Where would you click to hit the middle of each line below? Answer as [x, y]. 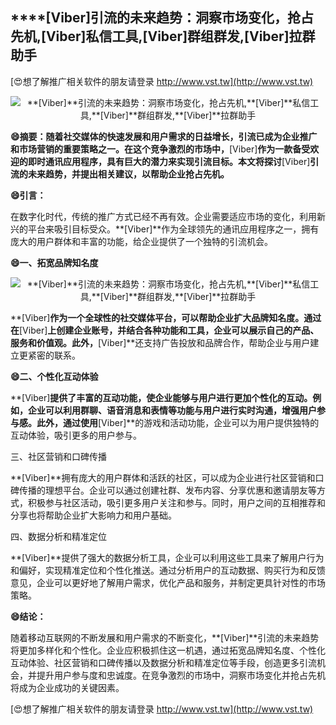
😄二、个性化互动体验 [54, 376]
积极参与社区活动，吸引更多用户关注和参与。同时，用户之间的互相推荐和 [176, 502]
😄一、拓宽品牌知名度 [54, 262]
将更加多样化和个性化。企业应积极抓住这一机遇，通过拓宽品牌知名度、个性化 [168, 650]
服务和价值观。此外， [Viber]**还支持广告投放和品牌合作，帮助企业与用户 [160, 342]
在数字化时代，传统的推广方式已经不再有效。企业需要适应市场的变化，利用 [163, 216]
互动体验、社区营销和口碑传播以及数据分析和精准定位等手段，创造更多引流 [163, 662]
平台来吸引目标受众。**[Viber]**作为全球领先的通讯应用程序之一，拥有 [173, 229]
